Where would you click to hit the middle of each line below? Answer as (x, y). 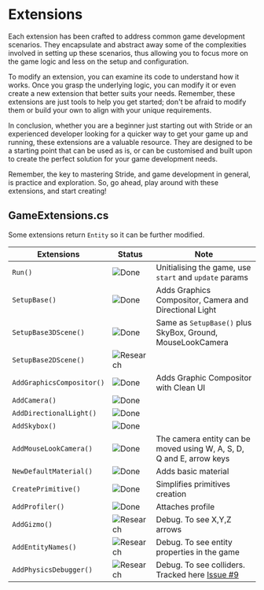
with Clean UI (181, 388)
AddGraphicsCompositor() (59, 382)
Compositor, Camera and (202, 299)
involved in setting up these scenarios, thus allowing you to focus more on (128, 53)
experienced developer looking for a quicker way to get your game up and (128, 134)
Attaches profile (185, 507)
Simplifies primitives (193, 484)
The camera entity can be (203, 439)
